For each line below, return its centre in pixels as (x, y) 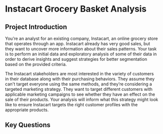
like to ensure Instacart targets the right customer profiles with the (71, 105)
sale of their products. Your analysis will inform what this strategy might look (82, 100)
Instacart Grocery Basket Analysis (76, 9)
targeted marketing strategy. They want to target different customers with (79, 89)
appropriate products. (27, 110)
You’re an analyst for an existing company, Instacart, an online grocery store (81, 38)
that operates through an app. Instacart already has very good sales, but (78, 44)
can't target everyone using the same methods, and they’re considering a (79, 84)
